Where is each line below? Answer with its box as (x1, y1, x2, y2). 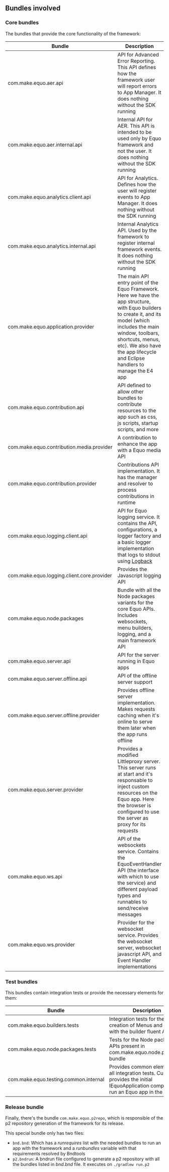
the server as (117, 814, 149, 821)
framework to (117, 233, 149, 240)
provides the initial (109, 1076, 152, 1083)
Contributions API (117, 461, 159, 468)
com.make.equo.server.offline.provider (8, 711, 100, 719)
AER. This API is (117, 122, 155, 129)
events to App (117, 193, 150, 201)
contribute (117, 401, 142, 408)
